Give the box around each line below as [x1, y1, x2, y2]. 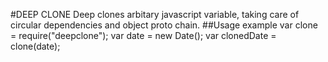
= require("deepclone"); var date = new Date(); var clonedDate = [10, 30, 277, 41]
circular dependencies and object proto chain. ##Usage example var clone [10, 19, 318, 31]
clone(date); [10, 40, 61, 52]
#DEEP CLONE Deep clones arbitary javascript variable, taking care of [10, 9, 300, 20]
